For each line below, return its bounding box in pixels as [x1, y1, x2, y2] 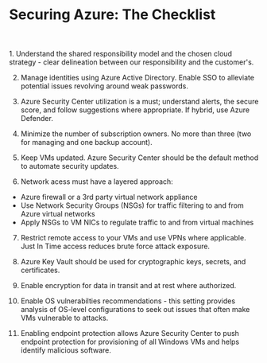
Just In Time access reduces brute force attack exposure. [20, 241, 210, 251]
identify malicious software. [20, 345, 112, 355]
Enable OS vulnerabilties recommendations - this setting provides [20, 296, 236, 306]
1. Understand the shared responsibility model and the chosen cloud [9, 49, 233, 58]
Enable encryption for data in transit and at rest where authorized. [20, 280, 237, 290]
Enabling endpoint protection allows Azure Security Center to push [20, 328, 239, 338]
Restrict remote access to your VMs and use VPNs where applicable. [20, 232, 246, 242]
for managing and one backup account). [20, 137, 153, 146]
